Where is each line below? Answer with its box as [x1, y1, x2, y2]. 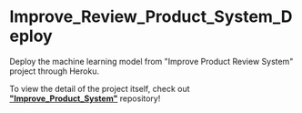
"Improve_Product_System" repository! [9, 93, 161, 104]
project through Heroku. [9, 66, 100, 77]
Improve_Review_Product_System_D [9, 6, 293, 27]
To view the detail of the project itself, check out [9, 83, 190, 94]
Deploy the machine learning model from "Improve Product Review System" [9, 56, 294, 67]
